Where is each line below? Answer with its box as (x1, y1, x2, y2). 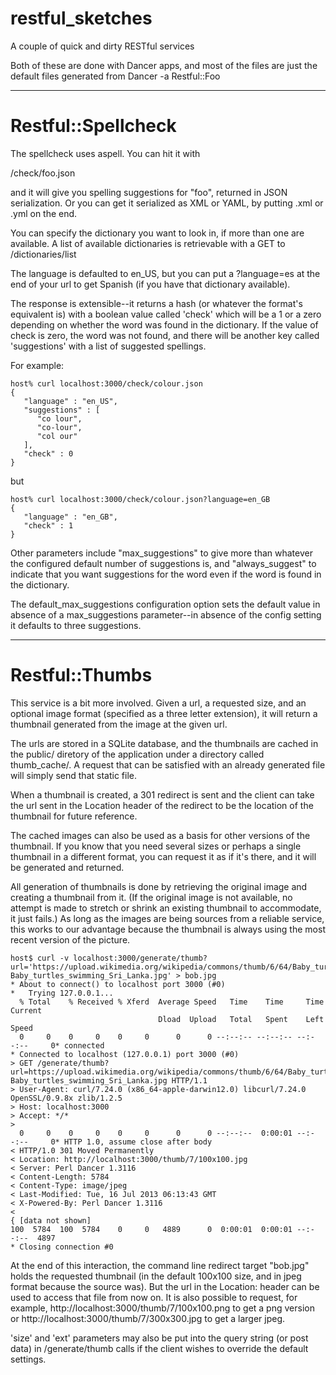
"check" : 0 (23, 448, 74, 459)
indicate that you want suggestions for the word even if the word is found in (10, 568, 322, 580)
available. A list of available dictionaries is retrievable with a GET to (10, 237, 286, 249)
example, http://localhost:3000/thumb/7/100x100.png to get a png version (10, 1302, 315, 1314)
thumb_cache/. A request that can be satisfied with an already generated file (10, 758, 326, 771)
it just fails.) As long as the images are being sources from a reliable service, (10, 912, 325, 924)
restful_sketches (10, 7, 153, 30)
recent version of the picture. (10, 933, 131, 946)
